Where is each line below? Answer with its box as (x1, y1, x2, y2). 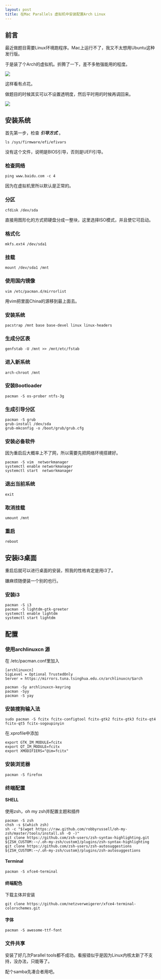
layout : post (5, 7, 32, 12)
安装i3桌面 (5, 553, 37, 562)
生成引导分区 (5, 406, 36, 413)
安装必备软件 (5, 438, 36, 445)
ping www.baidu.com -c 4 (5, 174, 56, 179)
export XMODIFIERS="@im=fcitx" (5, 748, 69, 754)
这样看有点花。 (5, 81, 35, 87)
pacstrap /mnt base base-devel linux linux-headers (5, 323, 112, 328)
